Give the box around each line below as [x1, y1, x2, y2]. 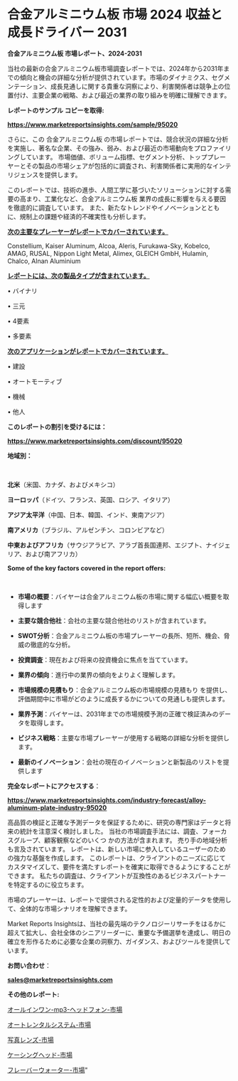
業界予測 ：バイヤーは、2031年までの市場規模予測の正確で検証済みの [17, 709, 219, 718]
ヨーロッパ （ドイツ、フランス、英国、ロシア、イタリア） [7, 495, 174, 504]
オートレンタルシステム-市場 [7, 1020, 92, 1028]
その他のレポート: [7, 990, 60, 999]
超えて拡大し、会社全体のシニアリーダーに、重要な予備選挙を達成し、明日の [7, 928, 231, 937]
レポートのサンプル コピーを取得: [7, 106, 104, 115]
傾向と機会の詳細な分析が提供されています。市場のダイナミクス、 [19, 73, 212, 82]
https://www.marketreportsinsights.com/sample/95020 [7, 120, 178, 129]
